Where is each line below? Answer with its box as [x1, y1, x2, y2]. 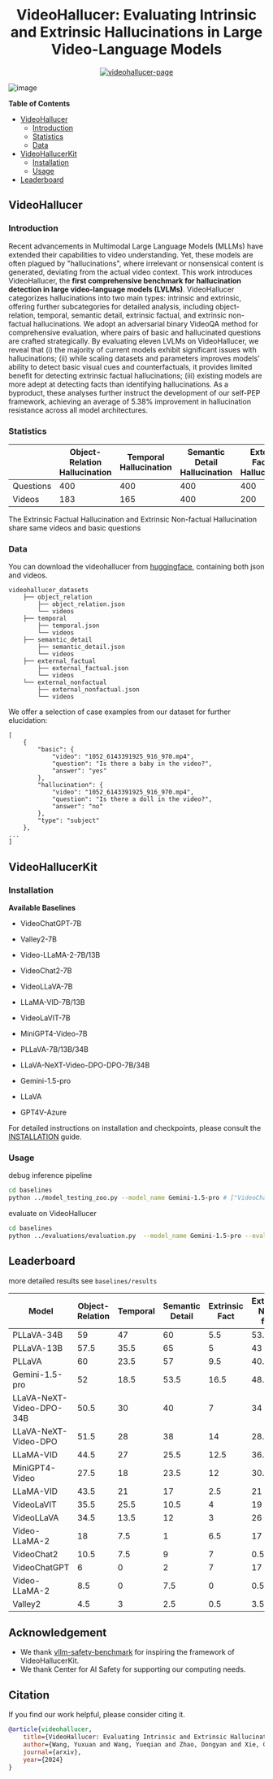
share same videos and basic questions [8, 522, 141, 533]
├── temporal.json [37, 621, 100, 630]
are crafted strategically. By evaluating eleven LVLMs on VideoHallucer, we [8, 335, 259, 346]
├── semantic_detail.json [37, 643, 126, 651]
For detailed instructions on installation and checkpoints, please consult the [8, 1123, 262, 1132]
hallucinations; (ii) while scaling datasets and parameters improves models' [8, 353, 260, 363]
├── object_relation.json [37, 600, 126, 608]
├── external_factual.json [37, 664, 129, 673]
